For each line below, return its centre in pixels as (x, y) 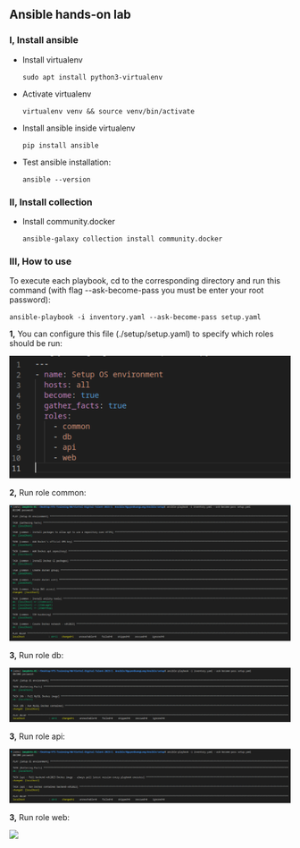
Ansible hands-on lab (70, 15)
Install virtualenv (52, 59)
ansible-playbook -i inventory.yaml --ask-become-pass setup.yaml (135, 318)
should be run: (36, 343)
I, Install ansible (44, 40)
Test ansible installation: (67, 162)
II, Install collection (51, 202)
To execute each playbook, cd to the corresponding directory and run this (145, 281)
